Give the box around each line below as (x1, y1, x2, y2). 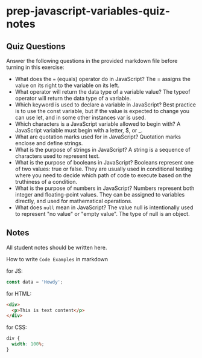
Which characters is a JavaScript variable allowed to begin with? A (14, 120, 181, 128)
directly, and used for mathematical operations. (14, 198, 133, 204)
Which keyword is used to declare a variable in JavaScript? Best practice (14, 101, 196, 108)
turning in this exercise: (6, 63, 65, 71)
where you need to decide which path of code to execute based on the (14, 172, 192, 179)
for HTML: (6, 290, 32, 297)
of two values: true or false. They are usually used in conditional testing (14, 165, 193, 172)
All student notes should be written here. (6, 244, 107, 251)
